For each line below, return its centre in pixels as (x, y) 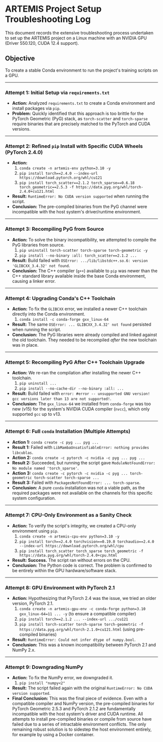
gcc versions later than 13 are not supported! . (62, 399)
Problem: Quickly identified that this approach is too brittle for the (78, 113)
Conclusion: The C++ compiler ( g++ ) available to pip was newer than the (85, 271)
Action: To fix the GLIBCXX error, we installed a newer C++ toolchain (79, 309)
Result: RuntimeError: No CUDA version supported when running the (81, 196)
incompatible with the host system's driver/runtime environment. (77, 212)
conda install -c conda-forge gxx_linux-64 (64, 319)
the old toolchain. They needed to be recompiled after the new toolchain (84, 340)
